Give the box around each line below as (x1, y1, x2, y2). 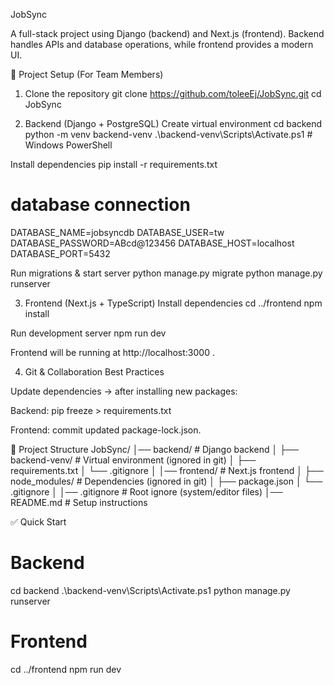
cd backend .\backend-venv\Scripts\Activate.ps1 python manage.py (10, 584, 291, 596)
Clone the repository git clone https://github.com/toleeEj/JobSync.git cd (24, 88, 322, 99)
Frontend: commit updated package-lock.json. (10, 424, 202, 436)
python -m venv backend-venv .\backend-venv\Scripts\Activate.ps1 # (24, 129, 313, 140)
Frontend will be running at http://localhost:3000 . (10, 346, 215, 358)
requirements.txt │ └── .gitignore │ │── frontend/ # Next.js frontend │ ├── (10, 464, 324, 476)
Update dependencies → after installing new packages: (10, 385, 238, 397)
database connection (10, 194, 191, 216)
